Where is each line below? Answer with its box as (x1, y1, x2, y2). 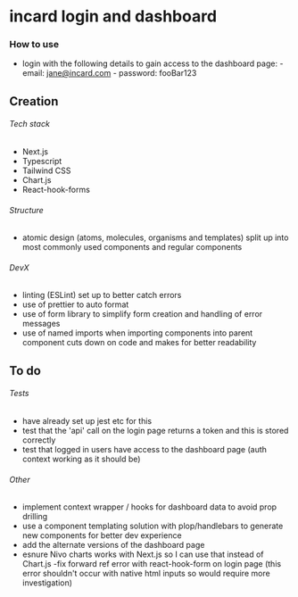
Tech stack (9, 119, 51, 129)
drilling (21, 511, 48, 522)
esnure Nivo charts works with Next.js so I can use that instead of (21, 549, 265, 560)
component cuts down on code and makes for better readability (21, 337, 257, 348)
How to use (9, 38, 60, 51)
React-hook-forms (21, 185, 91, 195)
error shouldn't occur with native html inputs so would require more (21, 568, 270, 579)
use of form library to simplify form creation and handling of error (21, 309, 263, 319)
